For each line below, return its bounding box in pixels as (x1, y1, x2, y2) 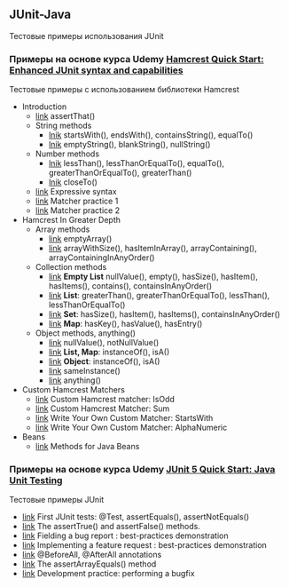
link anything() (48, 375, 102, 385)
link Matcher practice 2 (35, 205, 121, 216)
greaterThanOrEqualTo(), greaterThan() (48, 168, 192, 178)
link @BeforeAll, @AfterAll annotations (21, 550, 162, 560)
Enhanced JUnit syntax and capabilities (9, 64, 184, 76)
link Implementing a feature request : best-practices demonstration (21, 540, 268, 551)
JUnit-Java (9, 7, 72, 22)
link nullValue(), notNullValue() (48, 337, 160, 348)
